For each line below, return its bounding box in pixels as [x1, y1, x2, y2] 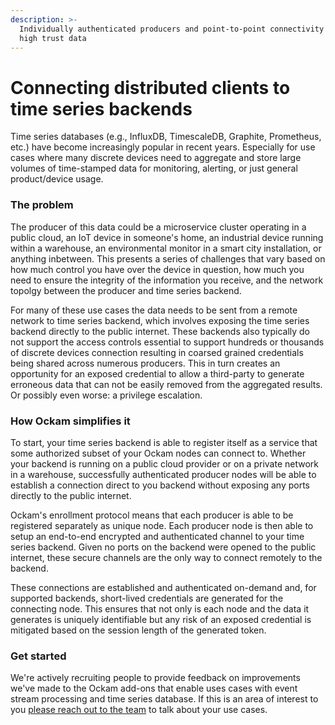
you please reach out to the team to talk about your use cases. [10, 704, 268, 716]
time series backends [10, 97, 193, 120]
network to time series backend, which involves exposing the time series [10, 314, 310, 326]
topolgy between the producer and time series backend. [10, 284, 242, 296]
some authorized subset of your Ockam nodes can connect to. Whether [10, 447, 307, 459]
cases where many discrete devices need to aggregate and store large [10, 152, 302, 164]
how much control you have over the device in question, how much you [10, 263, 305, 275]
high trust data [19, 33, 87, 43]
